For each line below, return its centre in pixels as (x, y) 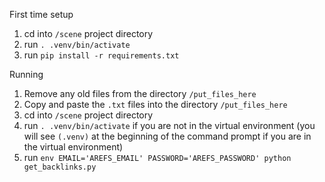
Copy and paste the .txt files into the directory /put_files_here (155, 104)
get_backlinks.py (60, 167)
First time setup (41, 14)
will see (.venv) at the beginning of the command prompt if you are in (167, 136)
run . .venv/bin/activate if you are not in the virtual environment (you (169, 125)
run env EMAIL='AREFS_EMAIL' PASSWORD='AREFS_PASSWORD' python (157, 157)
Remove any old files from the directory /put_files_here (140, 93)
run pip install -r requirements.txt (101, 55)
